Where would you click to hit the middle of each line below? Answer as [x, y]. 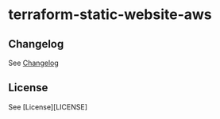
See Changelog [34, 63]
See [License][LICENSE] [48, 107]
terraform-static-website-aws [110, 15]
